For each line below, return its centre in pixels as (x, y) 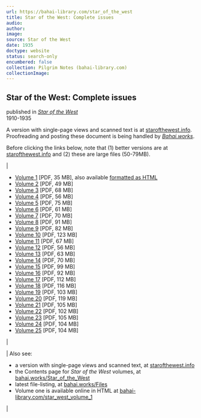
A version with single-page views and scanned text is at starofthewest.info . (99, 130)
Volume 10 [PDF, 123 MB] (46, 235)
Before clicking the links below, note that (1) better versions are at (87, 148)
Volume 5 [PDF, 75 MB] (44, 203)
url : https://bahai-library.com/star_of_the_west (70, 12)
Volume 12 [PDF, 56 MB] (45, 248)
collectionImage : (28, 73)
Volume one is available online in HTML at (67, 391)
